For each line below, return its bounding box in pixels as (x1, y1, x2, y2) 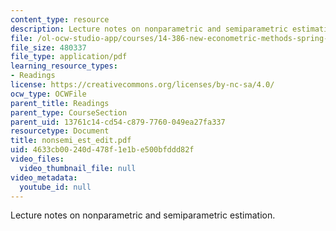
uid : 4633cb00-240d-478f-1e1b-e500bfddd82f (10, 145, 195, 155)
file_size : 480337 (10, 42, 87, 53)
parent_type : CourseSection (10, 107, 128, 118)
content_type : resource (10, 14, 110, 25)
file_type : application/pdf (10, 52, 128, 62)
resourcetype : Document (10, 126, 110, 136)
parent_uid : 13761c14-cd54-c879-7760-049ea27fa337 (10, 117, 226, 127)
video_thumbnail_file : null (19, 163, 137, 173)
